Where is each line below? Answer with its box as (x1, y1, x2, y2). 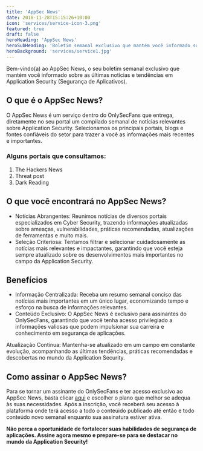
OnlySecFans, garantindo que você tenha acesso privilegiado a (14, 317, 173, 324)
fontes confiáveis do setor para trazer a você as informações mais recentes (6, 131, 195, 138)
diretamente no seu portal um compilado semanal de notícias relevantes (6, 117, 186, 125)
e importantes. (6, 137, 43, 144)
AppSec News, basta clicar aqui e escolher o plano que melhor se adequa (6, 394, 190, 401)
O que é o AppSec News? (6, 95, 103, 106)
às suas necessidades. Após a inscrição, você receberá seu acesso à (6, 401, 179, 408)
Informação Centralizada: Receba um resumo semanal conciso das (14, 291, 182, 298)
